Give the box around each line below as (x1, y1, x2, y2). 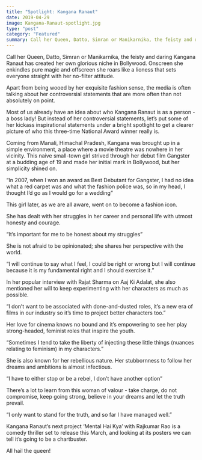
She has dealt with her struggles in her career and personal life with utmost (6, 213, 193, 219)
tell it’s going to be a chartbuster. (6, 435, 88, 443)
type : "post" (6, 25, 39, 32)
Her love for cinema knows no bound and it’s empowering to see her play (6, 321, 188, 328)
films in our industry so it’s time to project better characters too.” (6, 309, 166, 316)
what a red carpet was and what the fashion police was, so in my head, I (6, 183, 185, 190)
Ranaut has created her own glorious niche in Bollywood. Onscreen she (6, 60, 183, 67)
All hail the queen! (6, 447, 51, 454)
